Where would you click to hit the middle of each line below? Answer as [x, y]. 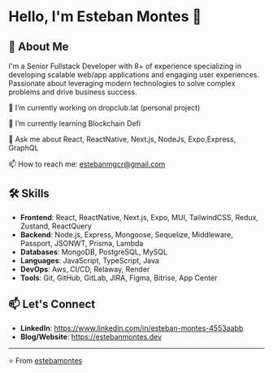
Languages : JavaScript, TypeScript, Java [90, 260]
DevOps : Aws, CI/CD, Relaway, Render [85, 269]
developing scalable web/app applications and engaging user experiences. [134, 75]
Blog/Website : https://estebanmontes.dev [91, 336]
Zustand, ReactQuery [56, 226]
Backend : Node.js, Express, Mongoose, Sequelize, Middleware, [126, 234]
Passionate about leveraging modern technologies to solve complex [122, 83]
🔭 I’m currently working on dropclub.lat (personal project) [104, 108]
